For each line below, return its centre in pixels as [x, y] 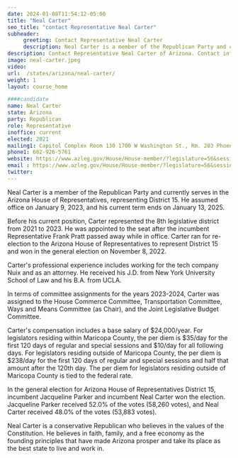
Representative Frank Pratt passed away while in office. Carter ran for [109, 236]
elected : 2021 [28, 139]
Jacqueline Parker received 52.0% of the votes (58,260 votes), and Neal [113, 404]
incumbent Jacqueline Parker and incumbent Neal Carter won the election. [116, 397]
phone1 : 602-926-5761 [39, 152]
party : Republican [34, 119]
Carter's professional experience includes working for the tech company [113, 265]
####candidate [28, 99]
